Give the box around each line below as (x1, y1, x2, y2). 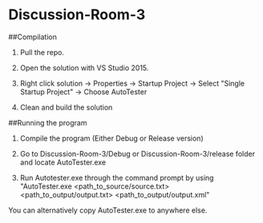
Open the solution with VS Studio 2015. (19, 62, 149, 73)
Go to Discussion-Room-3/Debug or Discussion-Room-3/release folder (19, 149, 255, 158)
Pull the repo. (19, 47, 64, 57)
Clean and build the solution (19, 102, 113, 112)
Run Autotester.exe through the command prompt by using (19, 173, 214, 182)
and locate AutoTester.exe (19, 157, 107, 167)
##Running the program (8, 117, 87, 127)
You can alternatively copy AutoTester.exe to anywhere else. (8, 205, 208, 215)
